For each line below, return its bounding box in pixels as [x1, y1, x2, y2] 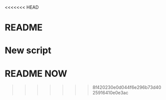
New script [5, 45, 51, 56]
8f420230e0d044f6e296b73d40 [92, 84, 161, 90]
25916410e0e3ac [92, 90, 129, 96]
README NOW [5, 68, 68, 79]
